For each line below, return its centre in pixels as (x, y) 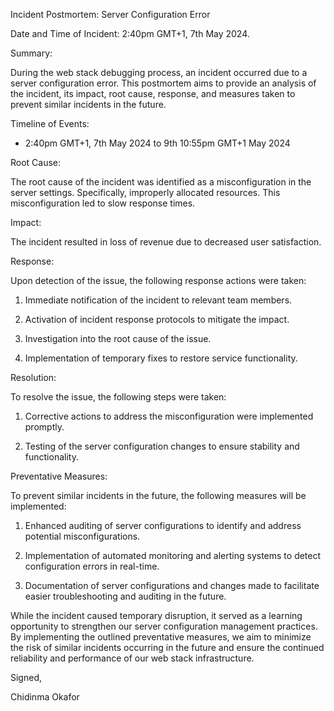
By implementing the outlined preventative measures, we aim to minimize (161, 637)
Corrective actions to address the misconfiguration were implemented (169, 416)
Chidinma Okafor (45, 697)
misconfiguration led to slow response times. (103, 203)
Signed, (26, 677)
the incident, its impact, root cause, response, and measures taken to (153, 93)
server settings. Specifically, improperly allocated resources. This (145, 192)
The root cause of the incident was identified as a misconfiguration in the (161, 182)
